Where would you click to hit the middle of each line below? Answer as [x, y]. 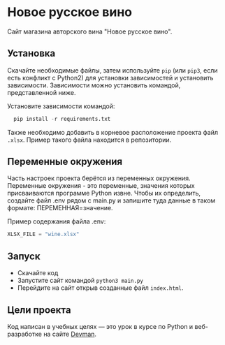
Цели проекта [39, 310]
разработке [24, 334]
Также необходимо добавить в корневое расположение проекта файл [113, 132]
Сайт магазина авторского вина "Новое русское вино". [90, 31]
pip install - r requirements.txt [62, 119]
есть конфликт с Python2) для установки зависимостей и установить [110, 78]
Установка [31, 53]
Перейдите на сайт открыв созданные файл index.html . [100, 288]
